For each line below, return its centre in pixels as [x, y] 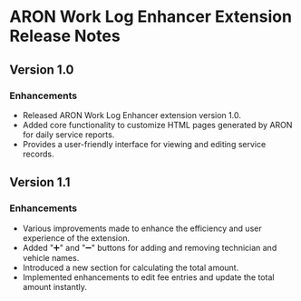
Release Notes [65, 36]
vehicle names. [51, 257]
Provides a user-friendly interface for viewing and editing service [144, 144]
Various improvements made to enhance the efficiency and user [142, 228]
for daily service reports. [68, 135]
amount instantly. [55, 286]
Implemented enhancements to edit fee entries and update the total [148, 277]
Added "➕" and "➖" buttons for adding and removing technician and [150, 247]
